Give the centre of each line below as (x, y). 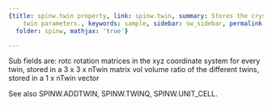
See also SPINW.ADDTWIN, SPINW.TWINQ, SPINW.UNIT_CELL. (113, 94)
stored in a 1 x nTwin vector (54, 78)
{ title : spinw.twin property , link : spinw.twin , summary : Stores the (128, 16)
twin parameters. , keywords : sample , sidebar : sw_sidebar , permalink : (144, 23)
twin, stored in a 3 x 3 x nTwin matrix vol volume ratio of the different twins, (134, 70)
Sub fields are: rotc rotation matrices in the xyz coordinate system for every (134, 61)
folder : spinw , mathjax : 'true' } (72, 31)
